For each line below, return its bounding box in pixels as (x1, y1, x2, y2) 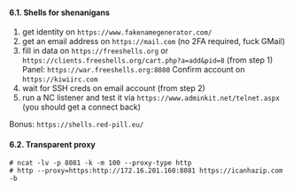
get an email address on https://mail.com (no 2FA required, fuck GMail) (21, 36, 286, 47)
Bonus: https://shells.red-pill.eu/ (9, 119, 144, 130)
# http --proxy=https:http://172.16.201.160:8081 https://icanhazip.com (9, 166, 283, 176)
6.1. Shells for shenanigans (9, 7, 111, 18)
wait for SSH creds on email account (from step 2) (21, 83, 205, 94)
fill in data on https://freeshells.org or (21, 45, 169, 57)
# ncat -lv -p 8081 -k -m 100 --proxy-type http (9, 159, 192, 168)
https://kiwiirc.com (21, 75, 98, 84)
